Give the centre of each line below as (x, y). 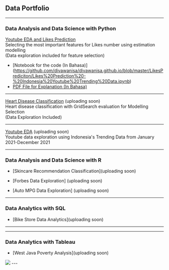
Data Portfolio (27, 8)
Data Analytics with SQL (35, 209)
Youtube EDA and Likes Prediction (40, 39)
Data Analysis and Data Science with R (53, 160)
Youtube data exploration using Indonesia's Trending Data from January (80, 137)
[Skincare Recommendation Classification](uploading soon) (74, 171)
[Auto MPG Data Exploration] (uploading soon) (61, 190)
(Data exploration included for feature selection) (55, 55)
